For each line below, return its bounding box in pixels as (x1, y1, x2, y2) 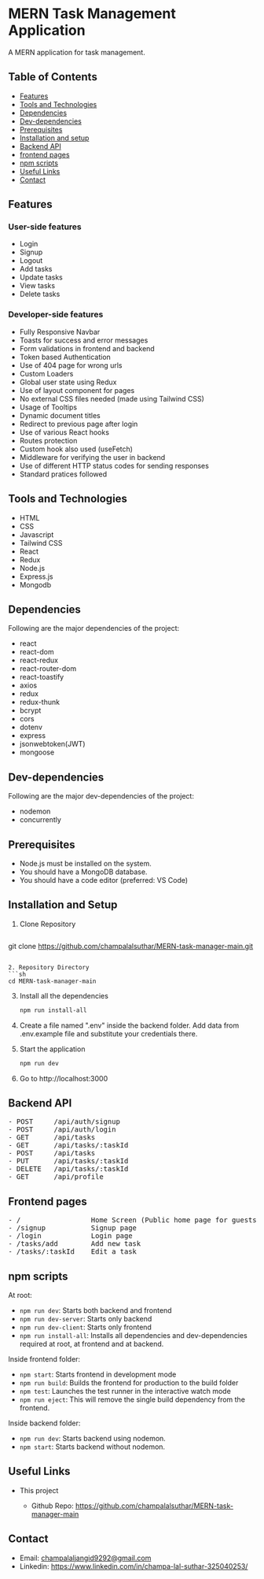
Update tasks (19, 272, 63, 282)
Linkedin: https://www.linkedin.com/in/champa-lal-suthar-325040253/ (19, 1561, 248, 1571)
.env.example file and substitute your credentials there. (19, 1029, 198, 1038)
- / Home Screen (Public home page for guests (8, 1216, 257, 1225)
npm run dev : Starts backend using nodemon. (19, 1433, 167, 1443)
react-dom (19, 647, 54, 657)
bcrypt (19, 706, 42, 715)
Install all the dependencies (19, 991, 108, 1000)
